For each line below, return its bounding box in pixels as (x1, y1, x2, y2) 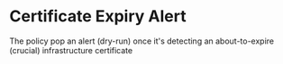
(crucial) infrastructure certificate (9, 44, 133, 55)
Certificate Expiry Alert (9, 6, 187, 27)
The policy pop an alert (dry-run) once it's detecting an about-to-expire (9, 36, 275, 46)
